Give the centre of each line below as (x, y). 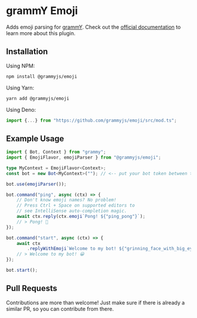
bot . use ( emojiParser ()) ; (36, 184)
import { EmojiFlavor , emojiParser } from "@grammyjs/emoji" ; (84, 158)
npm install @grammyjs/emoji (42, 76)
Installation (27, 52)
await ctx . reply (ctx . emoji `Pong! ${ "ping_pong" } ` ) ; (81, 217)
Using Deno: (21, 110)
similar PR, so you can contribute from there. (60, 309)
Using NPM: (21, 66)
